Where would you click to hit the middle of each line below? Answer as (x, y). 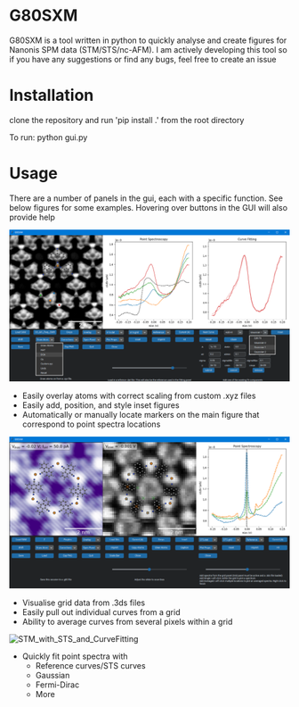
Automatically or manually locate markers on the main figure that (141, 414)
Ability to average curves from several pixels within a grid (127, 622)
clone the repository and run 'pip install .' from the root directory (127, 120)
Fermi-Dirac (57, 685)
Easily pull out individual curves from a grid (101, 612)
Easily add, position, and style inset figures (101, 405)
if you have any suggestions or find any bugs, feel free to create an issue (143, 59)
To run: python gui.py (48, 137)
